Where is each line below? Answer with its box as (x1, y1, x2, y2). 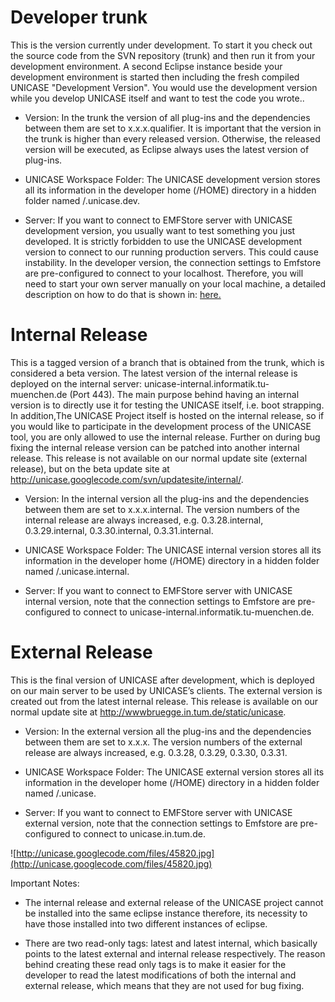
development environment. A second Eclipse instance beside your (10, 60, 283, 72)
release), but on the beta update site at (10, 462, 170, 475)
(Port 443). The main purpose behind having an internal (69, 388, 300, 400)
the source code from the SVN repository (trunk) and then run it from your (10, 49, 316, 61)
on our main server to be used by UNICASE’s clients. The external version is (10, 684, 323, 696)
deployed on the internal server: (10, 377, 142, 390)
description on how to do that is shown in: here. (24, 288, 222, 300)
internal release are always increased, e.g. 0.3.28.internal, (24, 514, 264, 526)
